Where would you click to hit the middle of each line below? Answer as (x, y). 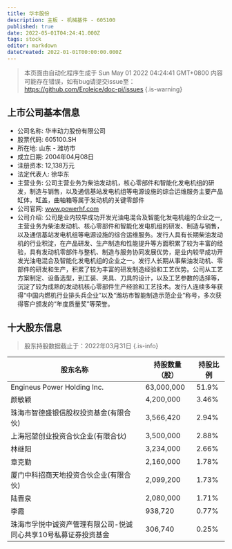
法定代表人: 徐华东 (43, 174)
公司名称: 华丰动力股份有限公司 (61, 130)
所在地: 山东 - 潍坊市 (46, 148)
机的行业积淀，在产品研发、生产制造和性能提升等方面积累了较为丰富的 (117, 243)
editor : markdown (32, 46)
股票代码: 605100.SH (47, 139)
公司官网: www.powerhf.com (58, 208)
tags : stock (24, 39)
